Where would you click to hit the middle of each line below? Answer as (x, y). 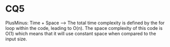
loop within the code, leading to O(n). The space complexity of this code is (84, 28)
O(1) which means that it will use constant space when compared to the (81, 33)
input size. (16, 39)
